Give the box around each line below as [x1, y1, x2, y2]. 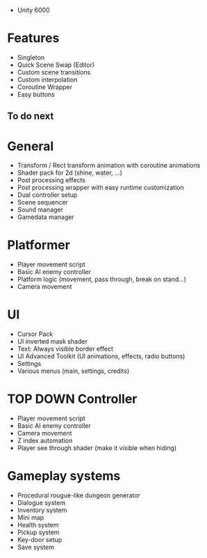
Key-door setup [17, 536, 63, 544]
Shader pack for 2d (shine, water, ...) [17, 168, 123, 177]
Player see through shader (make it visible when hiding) [17, 444, 177, 452]
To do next [7, 111, 54, 122]
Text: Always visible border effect [17, 344, 113, 353]
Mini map [17, 513, 44, 522]
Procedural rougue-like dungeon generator [17, 491, 140, 500]
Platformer [7, 237, 71, 253]
